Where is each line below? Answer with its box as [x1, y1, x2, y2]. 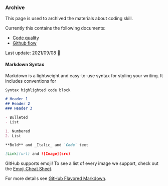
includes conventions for [5, 78, 57, 84]
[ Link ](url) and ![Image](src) [5, 151, 71, 156]
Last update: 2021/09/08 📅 [5, 50, 61, 56]
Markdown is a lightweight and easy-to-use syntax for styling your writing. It [5, 72, 163, 79]
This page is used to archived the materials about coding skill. [5, 16, 133, 22]
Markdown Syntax [5, 61, 44, 67]
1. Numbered [5, 128, 30, 134]
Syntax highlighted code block [5, 87, 71, 93]
